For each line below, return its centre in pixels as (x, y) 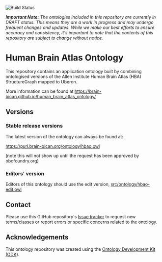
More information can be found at (40, 91)
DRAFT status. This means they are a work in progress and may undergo (80, 22)
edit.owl (13, 189)
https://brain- (88, 91)
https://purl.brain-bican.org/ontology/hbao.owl (53, 146)
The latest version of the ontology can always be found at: (64, 136)
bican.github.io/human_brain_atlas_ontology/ (51, 96)
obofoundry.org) (22, 161)
